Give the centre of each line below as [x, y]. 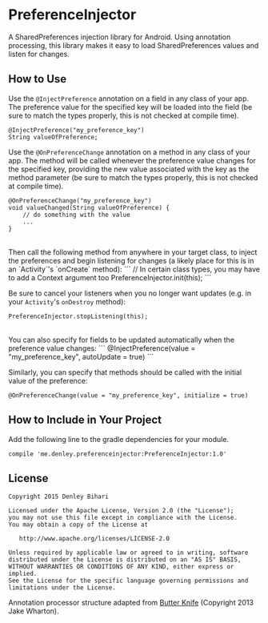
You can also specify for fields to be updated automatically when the [121, 340]
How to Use [38, 79]
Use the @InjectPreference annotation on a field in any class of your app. [129, 98]
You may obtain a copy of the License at [78, 525]
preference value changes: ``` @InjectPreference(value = [102, 348]
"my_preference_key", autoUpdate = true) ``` [81, 356]
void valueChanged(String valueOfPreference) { [89, 207]
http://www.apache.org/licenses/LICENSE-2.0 [94, 539]
